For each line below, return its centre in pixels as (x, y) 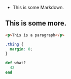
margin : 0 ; (21, 49)
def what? (16, 63)
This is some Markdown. (38, 7)
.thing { (14, 44)
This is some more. (36, 23)
